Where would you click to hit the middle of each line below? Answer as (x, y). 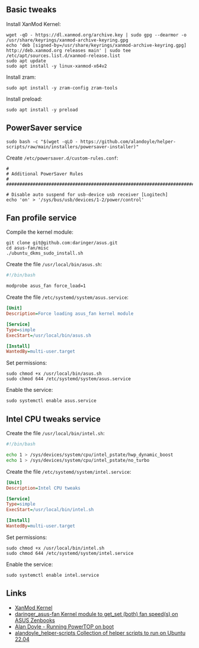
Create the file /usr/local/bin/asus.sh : (54, 264)
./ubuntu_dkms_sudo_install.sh (45, 253)
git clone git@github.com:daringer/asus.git (62, 243)
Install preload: (24, 99)
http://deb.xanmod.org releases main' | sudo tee (69, 50)
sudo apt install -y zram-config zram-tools (62, 88)
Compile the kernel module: (40, 232)
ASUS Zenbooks (35, 620)
